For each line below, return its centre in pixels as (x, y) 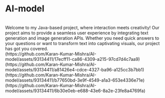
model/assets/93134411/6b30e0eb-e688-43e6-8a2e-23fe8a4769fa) (75, 91)
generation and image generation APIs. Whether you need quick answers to (82, 38)
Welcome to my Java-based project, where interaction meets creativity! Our (82, 27)
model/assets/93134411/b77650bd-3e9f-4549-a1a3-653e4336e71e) (75, 80)
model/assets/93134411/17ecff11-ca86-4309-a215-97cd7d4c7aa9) (73, 59)
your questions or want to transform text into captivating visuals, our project (82, 43)
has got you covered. (27, 49)
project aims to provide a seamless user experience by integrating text (77, 33)
